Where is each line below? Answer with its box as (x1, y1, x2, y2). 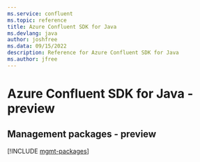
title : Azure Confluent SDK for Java (7, 23, 117, 30)
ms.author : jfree (7, 56, 58, 63)
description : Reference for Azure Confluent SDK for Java (7, 50, 179, 57)
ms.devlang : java (7, 29, 58, 37)
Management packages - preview (7, 128, 157, 140)
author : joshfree (7, 36, 58, 43)
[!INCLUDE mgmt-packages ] (7, 147, 89, 155)
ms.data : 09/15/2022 (7, 43, 68, 50)
